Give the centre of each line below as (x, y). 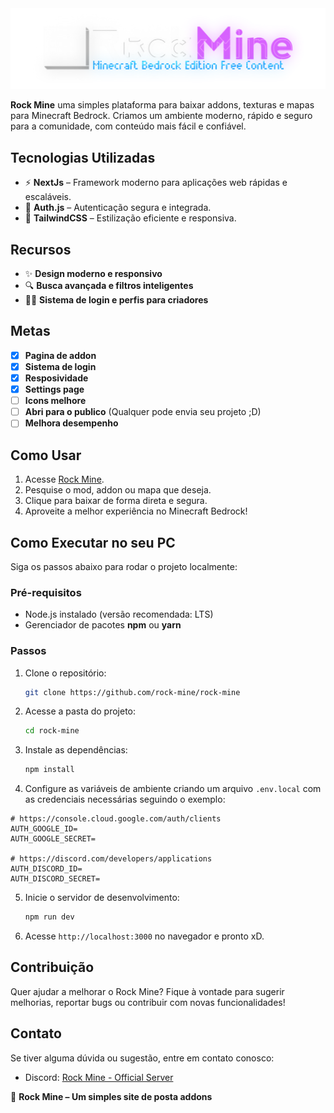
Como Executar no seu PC (93, 542)
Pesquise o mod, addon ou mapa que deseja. (118, 490)
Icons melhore (55, 401)
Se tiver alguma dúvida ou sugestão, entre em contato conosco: (142, 1058)
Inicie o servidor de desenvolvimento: (102, 898)
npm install (49, 770)
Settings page (54, 389)
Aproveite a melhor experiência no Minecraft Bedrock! (136, 511)
